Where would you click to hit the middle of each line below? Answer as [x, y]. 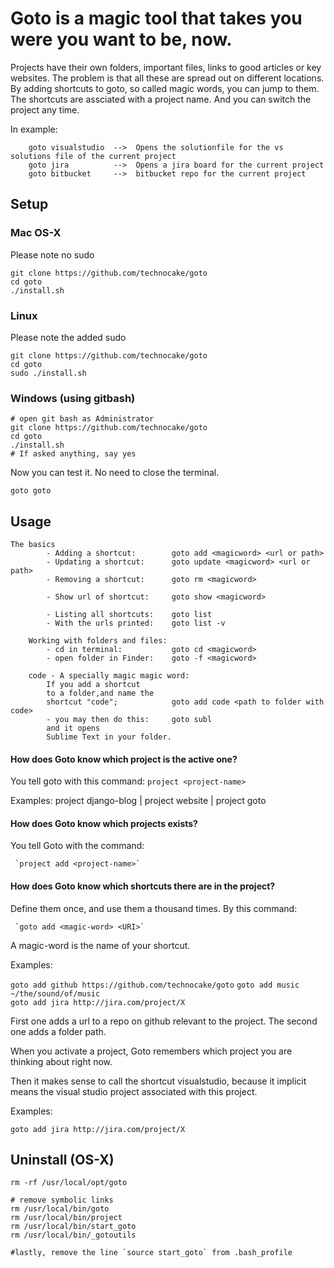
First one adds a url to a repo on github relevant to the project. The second [164, 1021]
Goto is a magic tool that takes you [156, 18]
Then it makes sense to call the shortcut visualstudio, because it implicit [158, 1081]
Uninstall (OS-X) [62, 1160]
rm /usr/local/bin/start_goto [73, 1227]
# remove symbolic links [62, 1200]
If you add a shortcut [93, 685]
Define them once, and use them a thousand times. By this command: [154, 908]
